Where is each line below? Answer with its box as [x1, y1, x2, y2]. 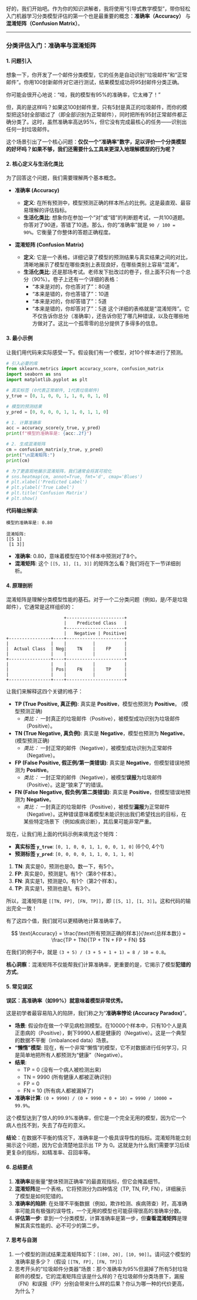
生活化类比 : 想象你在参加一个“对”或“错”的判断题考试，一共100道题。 [23, 214, 188, 221]
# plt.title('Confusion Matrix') [6, 490, 88, 496]
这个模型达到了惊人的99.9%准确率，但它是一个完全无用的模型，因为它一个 [6, 1114, 186, 1122]
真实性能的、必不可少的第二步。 [25, 1222, 103, 1229]
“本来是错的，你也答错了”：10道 [32, 291, 110, 298]
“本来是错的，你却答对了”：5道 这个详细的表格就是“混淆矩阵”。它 [32, 305, 190, 312]
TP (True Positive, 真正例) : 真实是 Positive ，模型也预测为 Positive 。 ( [14, 701, 184, 708]
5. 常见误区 [6, 983, 33, 990]
